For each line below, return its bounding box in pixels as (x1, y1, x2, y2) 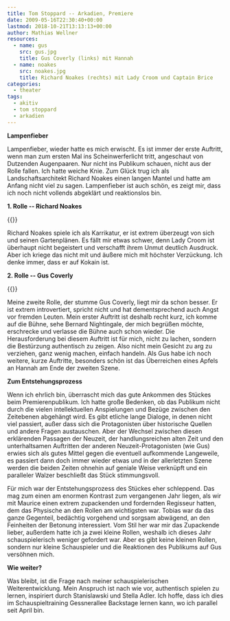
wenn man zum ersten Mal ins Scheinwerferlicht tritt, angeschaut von (7, 152, 204, 160)
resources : (7, 36, 38, 43)
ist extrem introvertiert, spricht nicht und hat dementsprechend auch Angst (7, 305, 219, 313)
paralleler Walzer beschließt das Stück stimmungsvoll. (7, 471, 160, 479)
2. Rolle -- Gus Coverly (7, 271, 73, 280)
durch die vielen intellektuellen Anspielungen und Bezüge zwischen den (7, 405, 211, 413)
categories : (7, 81, 41, 87)
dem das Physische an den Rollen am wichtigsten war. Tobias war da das (7, 506, 214, 514)
